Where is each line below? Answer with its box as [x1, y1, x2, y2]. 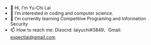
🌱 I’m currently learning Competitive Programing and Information [10, 16, 146, 21]
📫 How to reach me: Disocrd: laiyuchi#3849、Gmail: [10, 27, 121, 33]
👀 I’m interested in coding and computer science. [10, 10, 114, 16]
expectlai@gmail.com [10, 34, 56, 40]
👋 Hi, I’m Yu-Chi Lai [10, 5, 51, 11]
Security [10, 21, 28, 27]
